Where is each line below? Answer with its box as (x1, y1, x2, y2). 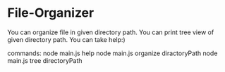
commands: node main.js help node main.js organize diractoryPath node (7, 49, 218, 57)
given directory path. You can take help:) (7, 35, 126, 43)
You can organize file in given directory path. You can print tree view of (7, 28, 214, 36)
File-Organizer (7, 5, 95, 21)
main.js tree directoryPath (7, 56, 83, 64)
